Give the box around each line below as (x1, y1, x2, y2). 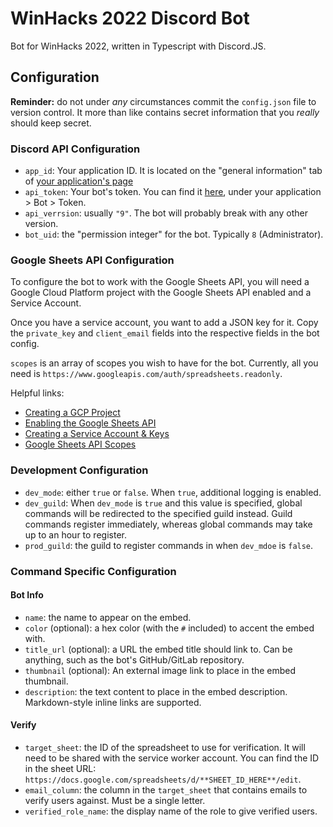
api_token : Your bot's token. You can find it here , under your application (24, 186, 322, 198)
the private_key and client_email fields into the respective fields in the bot (10, 327, 320, 339)
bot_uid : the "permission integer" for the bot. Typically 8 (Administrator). (24, 228, 324, 241)
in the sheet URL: (24, 762, 97, 774)
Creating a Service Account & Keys (24, 428, 170, 440)
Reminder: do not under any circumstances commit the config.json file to (10, 95, 317, 107)
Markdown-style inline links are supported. (24, 696, 202, 708)
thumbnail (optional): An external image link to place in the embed (24, 664, 297, 676)
